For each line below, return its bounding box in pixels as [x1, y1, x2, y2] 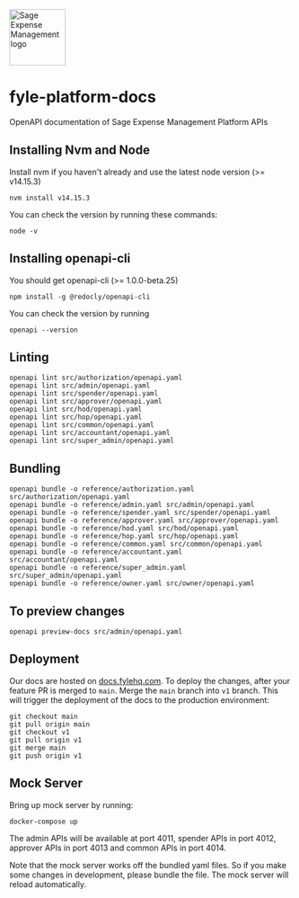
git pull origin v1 [9, 735, 83, 744]
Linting [9, 350, 49, 365]
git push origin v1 [9, 751, 83, 760]
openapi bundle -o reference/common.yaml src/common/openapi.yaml [9, 539, 263, 549]
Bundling [9, 460, 61, 476]
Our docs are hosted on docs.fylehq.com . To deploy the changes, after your [9, 675, 291, 686]
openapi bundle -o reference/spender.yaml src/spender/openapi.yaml [9, 508, 271, 518]
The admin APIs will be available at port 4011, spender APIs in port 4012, [9, 832, 277, 843]
